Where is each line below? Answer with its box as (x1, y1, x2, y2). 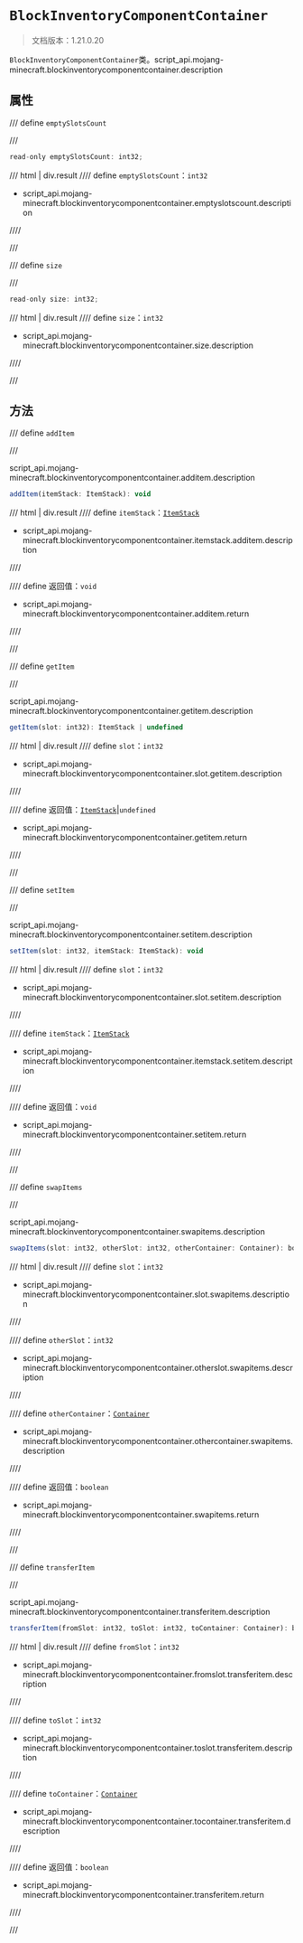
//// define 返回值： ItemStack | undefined (9, 804, 156, 815)
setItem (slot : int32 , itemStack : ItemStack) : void (9, 947, 204, 956)
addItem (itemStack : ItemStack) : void (9, 490, 151, 499)
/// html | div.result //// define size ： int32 (9, 312, 164, 323)
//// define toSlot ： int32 (9, 1714, 102, 1725)
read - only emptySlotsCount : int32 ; (9, 152, 143, 161)
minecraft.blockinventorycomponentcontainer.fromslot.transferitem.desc (22, 1668, 293, 1679)
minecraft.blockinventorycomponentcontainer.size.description (22, 340, 254, 351)
